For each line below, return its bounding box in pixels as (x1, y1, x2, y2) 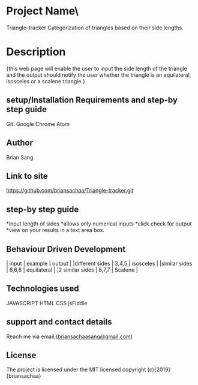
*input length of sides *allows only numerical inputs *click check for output (6, 220, 192, 227)
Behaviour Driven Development (6, 244, 126, 254)
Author (6, 138, 33, 148)
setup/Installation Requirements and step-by (6, 95, 178, 106)
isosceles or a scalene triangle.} (6, 77, 85, 85)
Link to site (6, 171, 48, 181)
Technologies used (6, 284, 79, 294)
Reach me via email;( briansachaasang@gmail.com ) (6, 333, 133, 340)
